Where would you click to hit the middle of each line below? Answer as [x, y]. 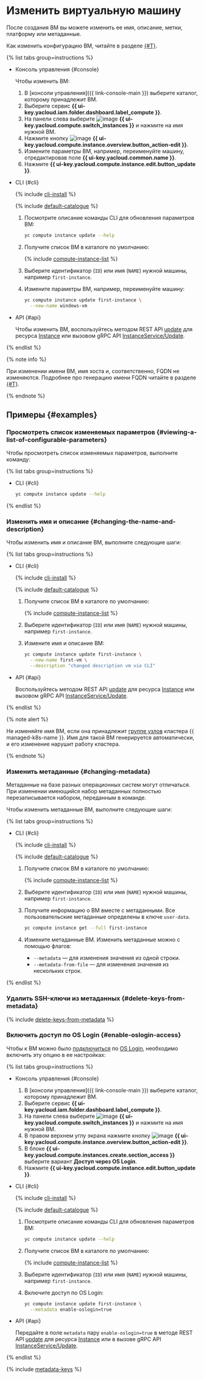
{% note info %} [26, 359]
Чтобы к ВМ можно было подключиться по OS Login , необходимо [92, 1048]
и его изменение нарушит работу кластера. [63, 744]
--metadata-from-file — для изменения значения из [101, 964]
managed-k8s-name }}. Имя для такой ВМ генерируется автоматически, [100, 738]
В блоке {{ [38, 1148]
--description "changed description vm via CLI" [93, 666]
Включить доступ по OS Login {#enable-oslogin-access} [94, 1035]
